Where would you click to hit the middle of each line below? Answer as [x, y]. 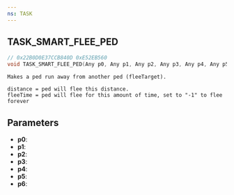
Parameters [33, 123]
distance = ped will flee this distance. [68, 89]
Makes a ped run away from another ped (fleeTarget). [87, 77]
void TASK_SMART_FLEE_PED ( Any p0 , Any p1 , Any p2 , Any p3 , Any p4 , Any [113, 64]
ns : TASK [20, 14]
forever [18, 102]
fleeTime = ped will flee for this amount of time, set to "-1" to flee [115, 95]
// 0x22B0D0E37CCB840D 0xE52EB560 [57, 58]
